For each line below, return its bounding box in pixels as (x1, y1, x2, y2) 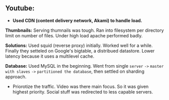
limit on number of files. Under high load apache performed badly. (5, 32, 143, 38)
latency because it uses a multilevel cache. (5, 53, 94, 59)
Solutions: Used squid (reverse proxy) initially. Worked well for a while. (5, 42, 153, 48)
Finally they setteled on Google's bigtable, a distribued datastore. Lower (5, 47, 155, 54)
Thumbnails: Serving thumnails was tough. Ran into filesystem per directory (5, 27, 164, 33)
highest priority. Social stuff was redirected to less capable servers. (12, 88, 153, 95)
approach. (5, 73, 27, 80)
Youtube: (5, 4, 35, 13)
